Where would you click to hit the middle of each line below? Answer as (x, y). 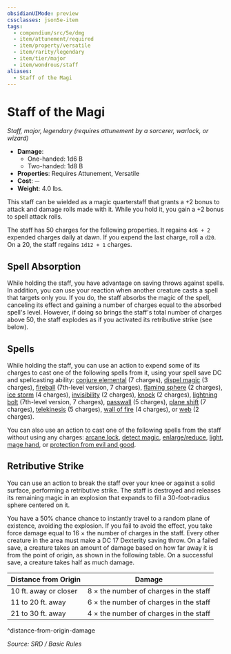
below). (18, 327)
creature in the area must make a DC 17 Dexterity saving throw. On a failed (113, 540)
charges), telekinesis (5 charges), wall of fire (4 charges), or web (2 (103, 409)
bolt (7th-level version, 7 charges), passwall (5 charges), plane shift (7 (107, 402)
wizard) (18, 138)
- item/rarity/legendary (49, 52)
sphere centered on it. (39, 505)
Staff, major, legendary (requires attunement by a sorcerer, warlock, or (108, 131)
